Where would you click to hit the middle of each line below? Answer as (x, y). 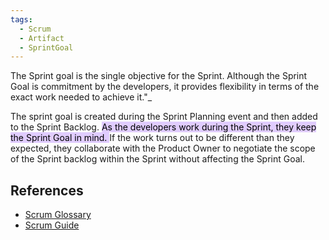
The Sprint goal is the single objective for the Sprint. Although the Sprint (159, 76)
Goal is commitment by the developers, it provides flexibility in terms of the (165, 87)
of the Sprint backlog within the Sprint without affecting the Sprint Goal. (158, 159)
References (47, 190)
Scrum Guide (52, 225)
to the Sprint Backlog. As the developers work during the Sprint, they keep (163, 127)
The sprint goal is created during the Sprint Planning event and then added (164, 117)
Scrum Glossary (58, 215)
